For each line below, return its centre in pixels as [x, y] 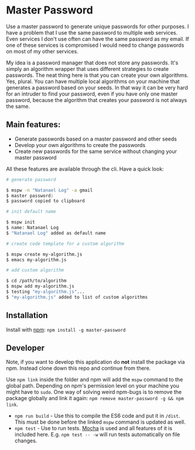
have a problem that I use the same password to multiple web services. [92, 32]
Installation [27, 316]
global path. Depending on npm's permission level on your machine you [93, 386]
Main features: [33, 125]
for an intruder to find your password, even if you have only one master [92, 94]
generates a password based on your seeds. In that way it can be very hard [97, 87]
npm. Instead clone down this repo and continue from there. [78, 368]
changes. [26, 441]
